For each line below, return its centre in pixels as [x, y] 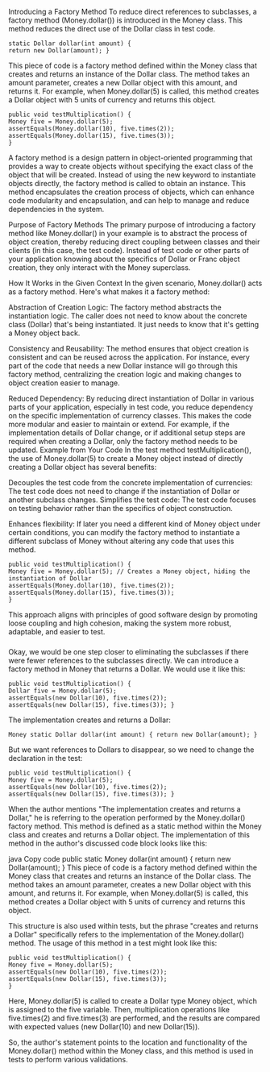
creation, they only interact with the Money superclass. [100, 268]
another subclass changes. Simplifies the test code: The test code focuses [132, 500]
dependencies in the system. [56, 209]
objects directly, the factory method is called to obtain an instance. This [127, 183]
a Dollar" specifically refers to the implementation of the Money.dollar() [126, 934]
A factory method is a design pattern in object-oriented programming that [131, 158]
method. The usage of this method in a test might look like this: [113, 943]
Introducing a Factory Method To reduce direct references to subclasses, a [133, 12]
